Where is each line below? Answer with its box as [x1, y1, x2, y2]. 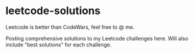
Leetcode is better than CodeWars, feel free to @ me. [5, 23, 135, 31]
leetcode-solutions [5, 4, 101, 18]
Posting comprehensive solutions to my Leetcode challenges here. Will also [5, 35, 189, 42]
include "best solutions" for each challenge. [5, 41, 112, 48]
